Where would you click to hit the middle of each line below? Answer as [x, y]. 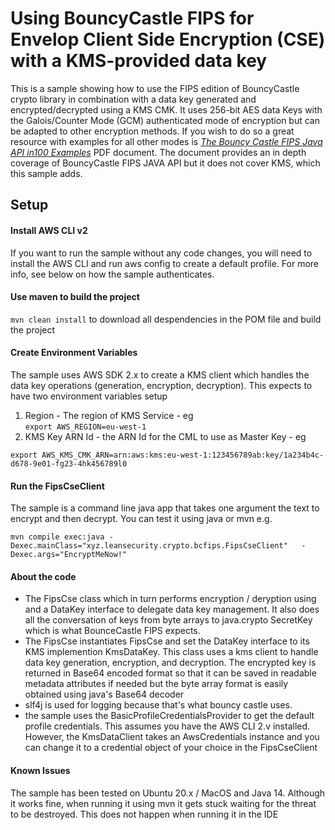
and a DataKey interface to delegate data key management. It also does [172, 609]
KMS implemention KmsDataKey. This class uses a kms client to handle [171, 652]
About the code [43, 576]
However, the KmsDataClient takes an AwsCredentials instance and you [172, 737]
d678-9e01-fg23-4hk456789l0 [69, 463]
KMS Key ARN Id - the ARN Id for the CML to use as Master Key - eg [165, 436]
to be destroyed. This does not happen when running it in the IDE [144, 814]
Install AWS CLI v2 [49, 230]
